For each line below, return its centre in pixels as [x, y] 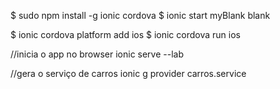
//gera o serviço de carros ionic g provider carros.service [128, 73]
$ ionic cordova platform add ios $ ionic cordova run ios [125, 34]
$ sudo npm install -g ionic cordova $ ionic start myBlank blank [140, 15]
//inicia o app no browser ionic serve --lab [97, 54]
